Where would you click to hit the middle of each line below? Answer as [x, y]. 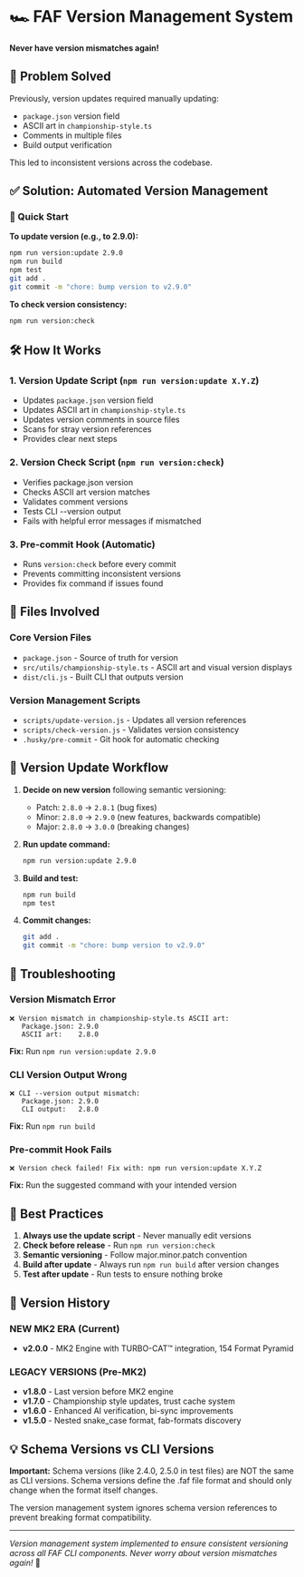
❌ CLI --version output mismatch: [75, 1093]
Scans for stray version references [87, 429]
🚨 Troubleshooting [62, 974]
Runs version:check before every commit [99, 563]
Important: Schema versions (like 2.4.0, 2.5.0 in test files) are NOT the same [152, 1471]
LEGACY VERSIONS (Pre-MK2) [78, 1372]
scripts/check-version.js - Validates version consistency [131, 730]
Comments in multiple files [72, 135]
